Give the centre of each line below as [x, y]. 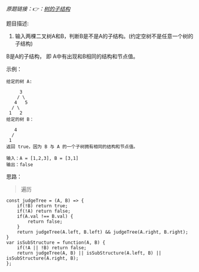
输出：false [20, 165]
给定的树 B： [20, 119]
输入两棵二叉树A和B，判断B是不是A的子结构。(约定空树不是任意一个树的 [104, 36]
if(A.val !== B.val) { [45, 216]
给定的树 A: [19, 81]
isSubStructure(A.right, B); [42, 258]
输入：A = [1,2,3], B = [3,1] [42, 158]
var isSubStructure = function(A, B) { [56, 243]
